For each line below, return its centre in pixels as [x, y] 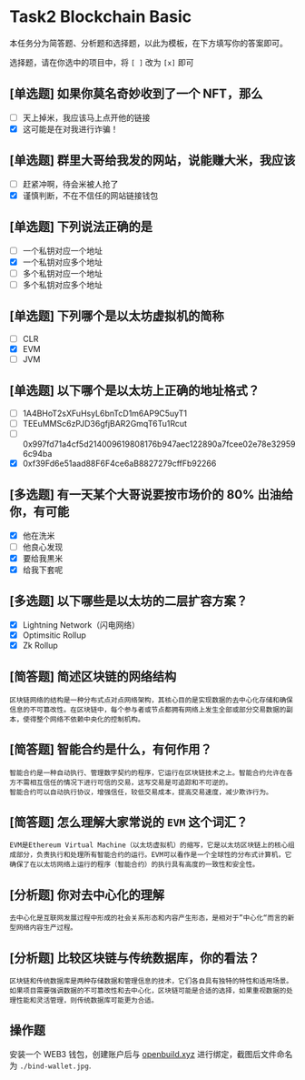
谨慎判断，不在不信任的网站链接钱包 [90, 195]
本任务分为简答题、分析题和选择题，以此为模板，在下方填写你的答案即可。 [148, 43]
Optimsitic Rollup [54, 635]
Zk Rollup [40, 645]
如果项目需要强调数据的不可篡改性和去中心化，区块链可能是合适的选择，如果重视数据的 [148, 991]
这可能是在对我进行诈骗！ [70, 128]
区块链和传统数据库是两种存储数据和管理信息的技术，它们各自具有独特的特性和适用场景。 [151, 981]
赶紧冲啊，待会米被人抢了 [70, 184]
